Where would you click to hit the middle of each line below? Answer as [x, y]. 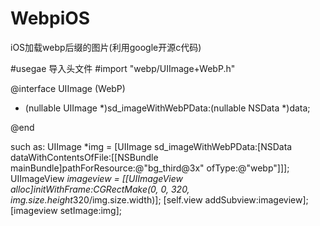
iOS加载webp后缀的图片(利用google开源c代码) [106, 47]
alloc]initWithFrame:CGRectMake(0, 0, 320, [100, 189]
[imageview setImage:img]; [66, 210]
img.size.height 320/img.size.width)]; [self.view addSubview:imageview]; [159, 199]
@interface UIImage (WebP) [68, 88]
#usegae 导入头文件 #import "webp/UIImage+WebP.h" [123, 68]
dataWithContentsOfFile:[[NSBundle [84, 157]
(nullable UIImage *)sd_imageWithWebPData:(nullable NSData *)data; [167, 108]
